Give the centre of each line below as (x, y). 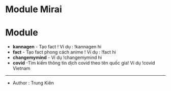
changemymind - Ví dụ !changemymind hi (57, 57)
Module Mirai (34, 9)
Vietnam (21, 68)
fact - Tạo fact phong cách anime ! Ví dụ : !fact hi (64, 52)
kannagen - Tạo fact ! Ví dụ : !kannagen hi (57, 47)
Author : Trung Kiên (33, 83)
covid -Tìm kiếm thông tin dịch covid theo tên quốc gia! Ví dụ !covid (84, 63)
